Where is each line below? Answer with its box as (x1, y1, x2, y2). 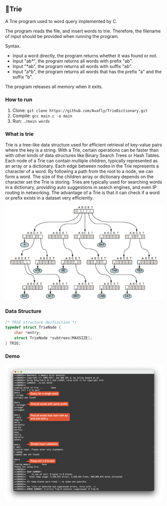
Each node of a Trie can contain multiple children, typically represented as (5, 158, 158, 164)
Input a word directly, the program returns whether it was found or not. (12, 52, 158, 58)
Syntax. (5, 43, 21, 49)
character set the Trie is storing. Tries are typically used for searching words (5, 179, 163, 185)
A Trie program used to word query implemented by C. (5, 18, 118, 24)
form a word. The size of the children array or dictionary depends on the (5, 173, 154, 180)
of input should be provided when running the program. (5, 33, 120, 39)
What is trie (5, 130, 34, 137)
